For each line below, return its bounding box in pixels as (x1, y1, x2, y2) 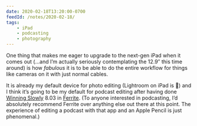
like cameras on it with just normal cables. (6, 71, 109, 77)
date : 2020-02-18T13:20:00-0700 (6, 8, 86, 15)
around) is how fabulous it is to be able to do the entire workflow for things (6, 64, 188, 71)
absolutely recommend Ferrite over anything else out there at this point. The (6, 101, 191, 107)
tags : (6, 19, 19, 25)
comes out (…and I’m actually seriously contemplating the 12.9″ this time (6, 58, 183, 65)
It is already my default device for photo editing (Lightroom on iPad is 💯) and (6, 82, 192, 88)
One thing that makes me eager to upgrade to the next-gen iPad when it (6, 52, 181, 59)
